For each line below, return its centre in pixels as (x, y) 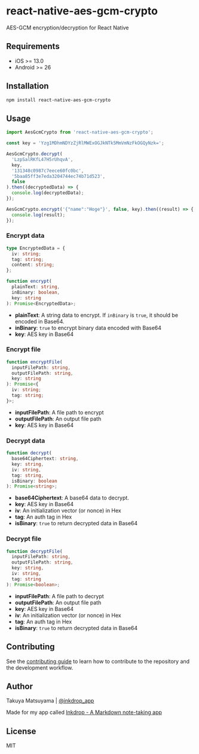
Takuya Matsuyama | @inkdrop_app (50, 701)
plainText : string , (36, 287)
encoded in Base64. (39, 321)
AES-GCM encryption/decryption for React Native (68, 28)
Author (19, 686)
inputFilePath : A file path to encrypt (59, 412)
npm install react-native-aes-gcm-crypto (59, 100)
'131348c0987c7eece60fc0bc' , (48, 171)
